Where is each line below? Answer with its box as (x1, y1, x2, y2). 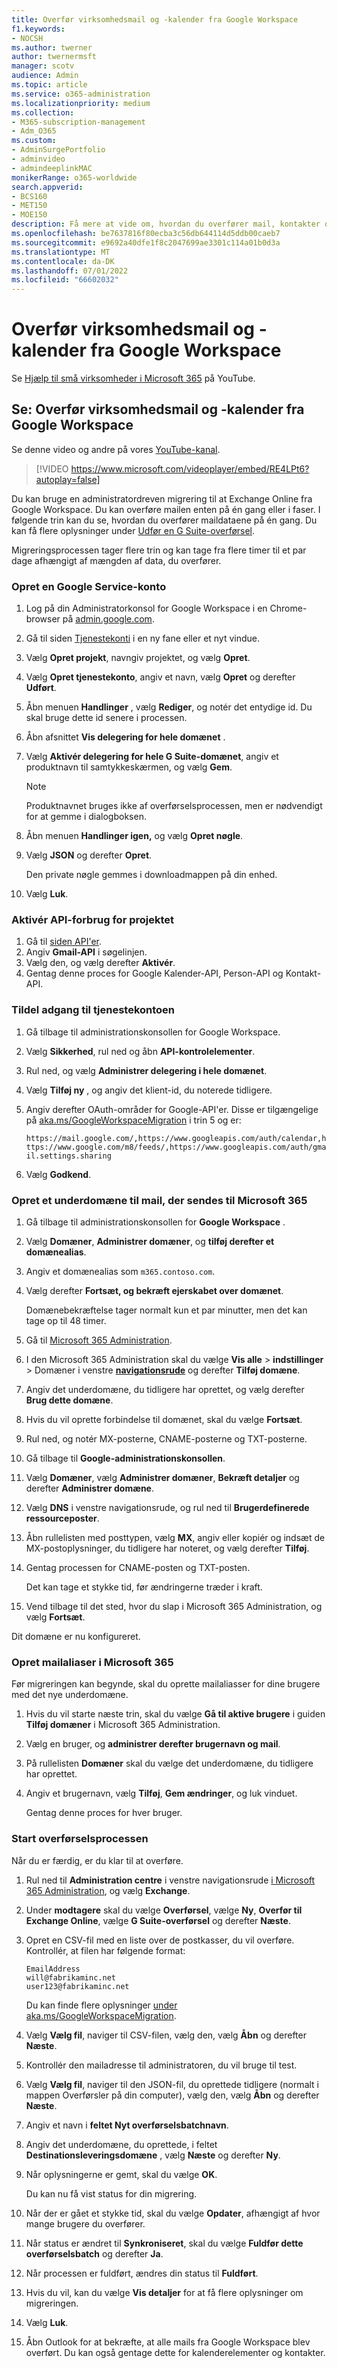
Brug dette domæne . (25, 1394, 114, 1406)
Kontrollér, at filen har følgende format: (25, 1944, 186, 1956)
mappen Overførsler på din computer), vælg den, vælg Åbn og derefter (25, 2089, 320, 2101)
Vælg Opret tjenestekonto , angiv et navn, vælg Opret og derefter (25, 671, 296, 683)
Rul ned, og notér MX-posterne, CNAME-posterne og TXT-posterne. (25, 1433, 308, 1445)
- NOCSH (11, 33, 44, 43)
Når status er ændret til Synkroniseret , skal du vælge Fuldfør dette (25, 2237, 304, 2249)
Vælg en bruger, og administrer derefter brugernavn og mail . (25, 1738, 281, 1750)
